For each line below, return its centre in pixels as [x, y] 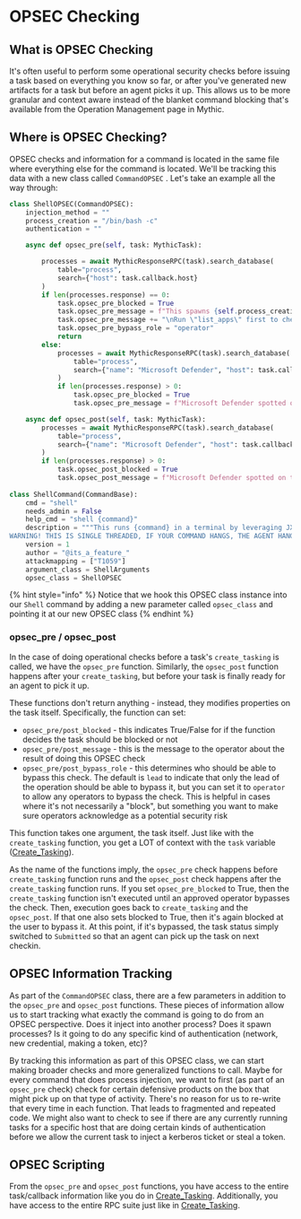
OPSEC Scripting [57, 1165]
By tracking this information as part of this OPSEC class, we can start [137, 1060]
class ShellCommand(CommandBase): [74, 494]
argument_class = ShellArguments [88, 570]
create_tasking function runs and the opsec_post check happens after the [146, 879]
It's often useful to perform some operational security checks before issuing [150, 71]
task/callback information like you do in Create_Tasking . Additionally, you [144, 1196]
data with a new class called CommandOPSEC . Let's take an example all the [142, 178]
